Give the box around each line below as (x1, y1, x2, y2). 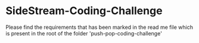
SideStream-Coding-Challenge (5, 4, 163, 18)
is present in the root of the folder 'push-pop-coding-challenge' (5, 29, 162, 37)
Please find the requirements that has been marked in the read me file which (5, 24, 193, 31)
